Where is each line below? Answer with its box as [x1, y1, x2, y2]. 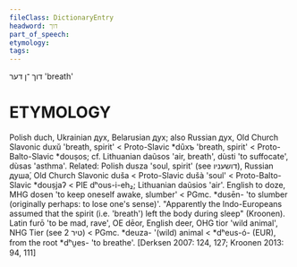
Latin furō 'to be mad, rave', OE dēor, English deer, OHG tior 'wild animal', [9, 218, 279, 228]
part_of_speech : [9, 30, 70, 39]
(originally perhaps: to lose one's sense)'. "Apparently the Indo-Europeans [9, 199, 283, 210]
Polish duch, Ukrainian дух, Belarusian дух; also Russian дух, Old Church [9, 132, 279, 143]
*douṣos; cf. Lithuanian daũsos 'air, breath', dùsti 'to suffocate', [55, 151, 289, 162]
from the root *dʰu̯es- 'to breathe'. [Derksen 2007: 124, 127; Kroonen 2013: [9, 237, 284, 248]
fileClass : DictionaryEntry [9, 13, 115, 22]
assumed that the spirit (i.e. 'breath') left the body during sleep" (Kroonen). [9, 208, 286, 220]
